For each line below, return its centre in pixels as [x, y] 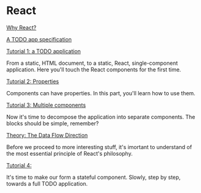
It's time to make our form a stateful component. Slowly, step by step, [93, 177]
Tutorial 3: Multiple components [46, 105]
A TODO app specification [39, 39]
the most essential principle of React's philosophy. [69, 153]
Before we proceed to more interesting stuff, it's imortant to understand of [99, 147]
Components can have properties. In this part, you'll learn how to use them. [101, 93]
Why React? [21, 27]
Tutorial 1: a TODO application [44, 51]
